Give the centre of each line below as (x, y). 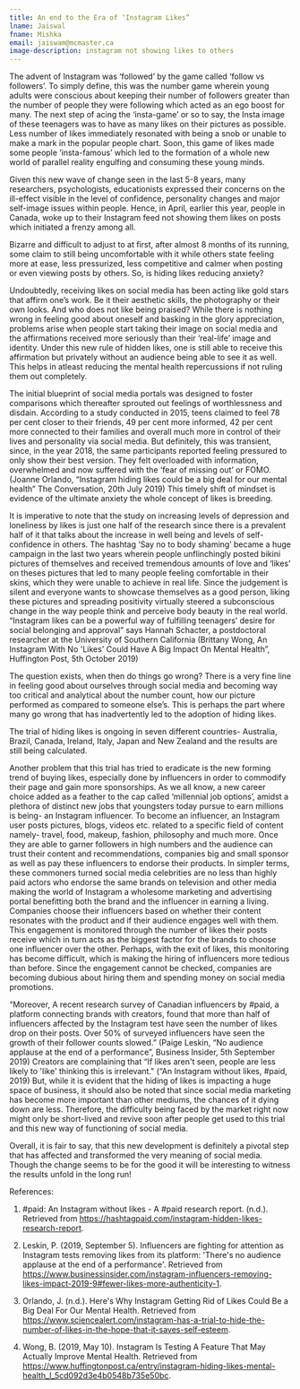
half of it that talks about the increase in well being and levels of (127, 535)
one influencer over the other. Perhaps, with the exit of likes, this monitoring (149, 949)
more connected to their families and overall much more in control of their (145, 432)
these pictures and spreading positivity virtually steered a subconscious (142, 602)
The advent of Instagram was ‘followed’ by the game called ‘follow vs (137, 76)
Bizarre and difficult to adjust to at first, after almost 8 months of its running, (149, 245)
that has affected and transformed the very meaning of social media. (136, 1155)
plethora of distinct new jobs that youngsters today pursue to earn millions (146, 806)
